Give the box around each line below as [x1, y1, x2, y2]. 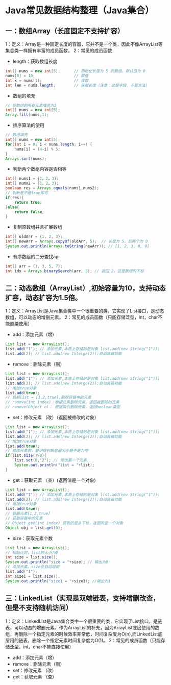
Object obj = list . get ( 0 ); [5, 525, 63, 530]
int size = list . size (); [5, 555, 58, 560]
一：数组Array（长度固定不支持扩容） [5, 27, 125, 35]
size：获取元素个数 [12, 535, 53, 541]
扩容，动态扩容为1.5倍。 [5, 293, 82, 302]
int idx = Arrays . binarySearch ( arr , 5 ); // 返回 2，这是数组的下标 [5, 268, 144, 274]
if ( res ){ [5, 195, 24, 200]
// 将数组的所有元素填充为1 [5, 103, 57, 108]
